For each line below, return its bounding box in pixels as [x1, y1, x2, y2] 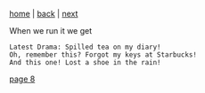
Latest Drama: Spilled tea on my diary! [9, 43, 162, 51]
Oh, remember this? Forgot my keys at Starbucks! [9, 50, 198, 59]
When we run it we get [9, 26, 93, 35]
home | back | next [9, 9, 78, 19]
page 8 [9, 74, 36, 84]
